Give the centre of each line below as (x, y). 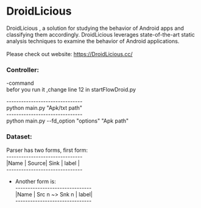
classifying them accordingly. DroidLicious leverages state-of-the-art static (100, 34)
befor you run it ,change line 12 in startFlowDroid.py (71, 90)
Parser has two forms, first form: (47, 150)
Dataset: (19, 137)
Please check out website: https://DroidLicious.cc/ (69, 54)
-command (20, 83)
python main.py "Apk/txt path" (44, 108)
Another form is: (36, 181)
